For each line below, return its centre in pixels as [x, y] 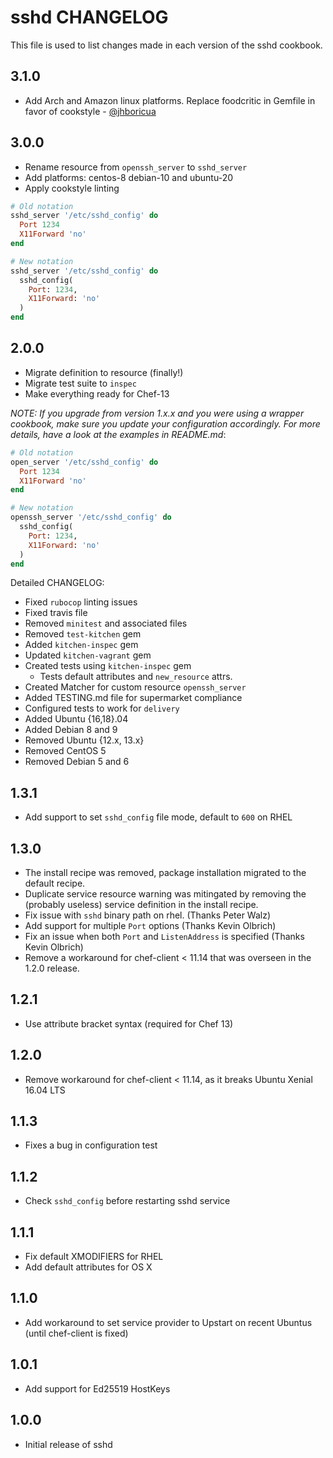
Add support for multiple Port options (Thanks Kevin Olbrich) [150, 925]
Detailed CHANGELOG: [57, 583]
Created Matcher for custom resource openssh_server [135, 687]
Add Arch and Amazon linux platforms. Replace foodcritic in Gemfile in [170, 100]
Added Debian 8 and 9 [71, 730]
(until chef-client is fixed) [76, 1333]
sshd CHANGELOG [89, 17]
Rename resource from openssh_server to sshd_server [136, 167]
